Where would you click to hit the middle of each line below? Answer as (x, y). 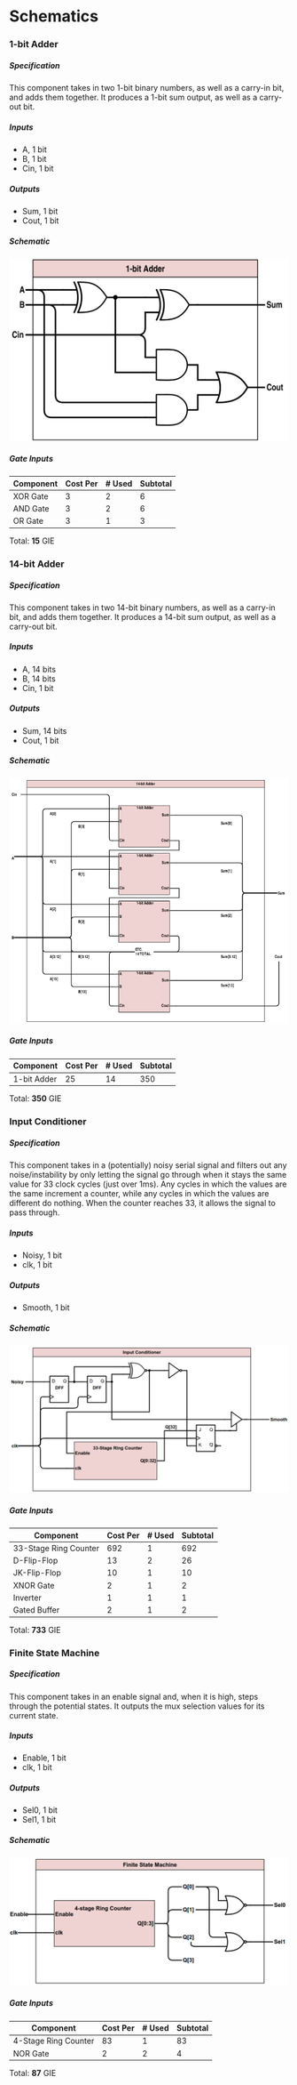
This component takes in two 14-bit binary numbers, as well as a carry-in (143, 608)
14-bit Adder (37, 564)
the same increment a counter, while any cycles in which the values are (139, 1193)
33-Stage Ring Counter (56, 1548)
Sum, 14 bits (44, 730)
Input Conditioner (48, 1121)
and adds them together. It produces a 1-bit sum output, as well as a (133, 97)
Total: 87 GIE (33, 2073)
